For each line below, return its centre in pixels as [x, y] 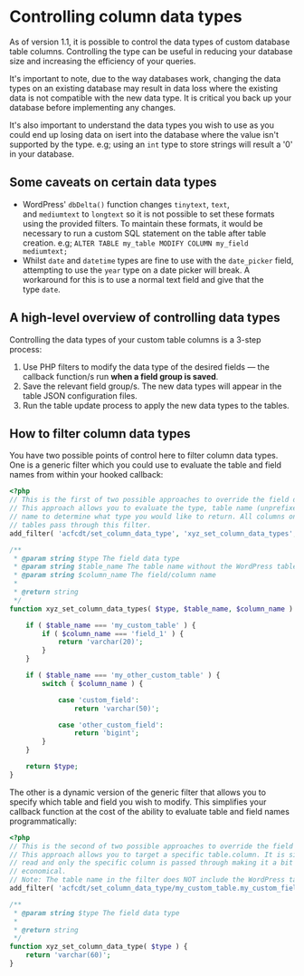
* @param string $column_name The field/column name [115, 575]
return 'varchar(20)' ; [100, 642]
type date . [41, 289]
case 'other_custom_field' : [111, 725]
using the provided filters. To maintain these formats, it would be [142, 223]
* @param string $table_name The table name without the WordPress [143, 567]
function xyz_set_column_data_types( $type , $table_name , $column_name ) [152, 609]
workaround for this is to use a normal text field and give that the [143, 279]
